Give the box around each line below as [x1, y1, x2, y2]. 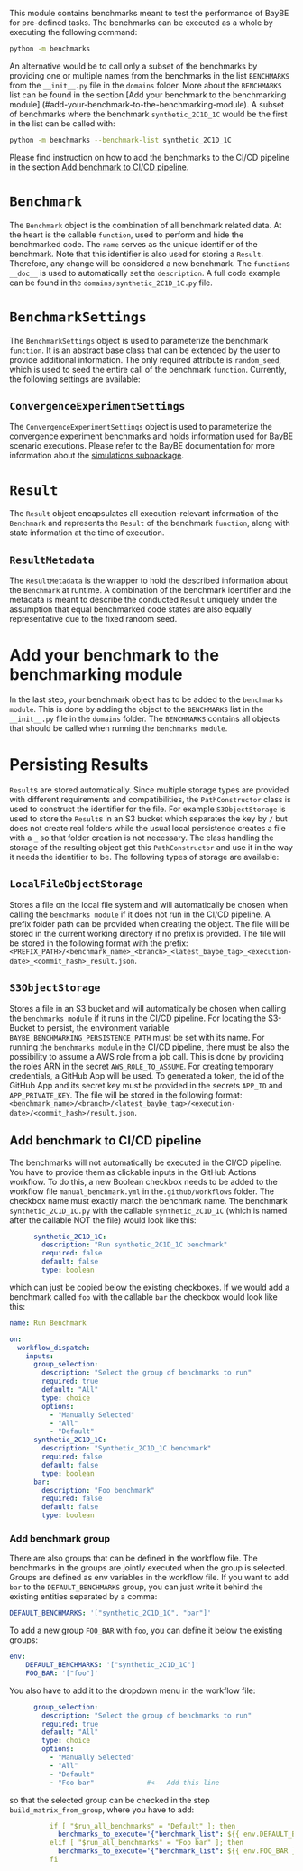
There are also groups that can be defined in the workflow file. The [9, 1552, 259, 1564]
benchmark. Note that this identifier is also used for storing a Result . [9, 248, 264, 259]
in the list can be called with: [9, 117, 115, 129]
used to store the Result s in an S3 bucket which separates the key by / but [9, 813, 289, 824]
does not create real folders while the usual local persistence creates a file [9, 823, 286, 834]
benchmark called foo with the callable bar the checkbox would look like [9, 1291, 278, 1302]
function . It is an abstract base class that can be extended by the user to [9, 345, 280, 356]
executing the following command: [9, 27, 138, 37]
